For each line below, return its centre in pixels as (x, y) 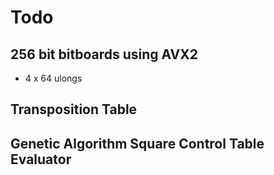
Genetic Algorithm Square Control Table (137, 143)
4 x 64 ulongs (53, 78)
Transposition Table (74, 109)
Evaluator (41, 159)
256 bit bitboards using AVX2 (104, 54)
